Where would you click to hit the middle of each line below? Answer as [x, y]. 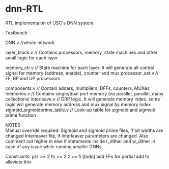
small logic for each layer [32, 58]
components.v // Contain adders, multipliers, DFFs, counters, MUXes [78, 88]
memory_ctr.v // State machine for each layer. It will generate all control [80, 67]
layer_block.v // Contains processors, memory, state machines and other [81, 52]
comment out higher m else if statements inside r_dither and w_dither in [80, 141]
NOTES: [13, 125]
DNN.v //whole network [30, 42]
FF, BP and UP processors [33, 78]
